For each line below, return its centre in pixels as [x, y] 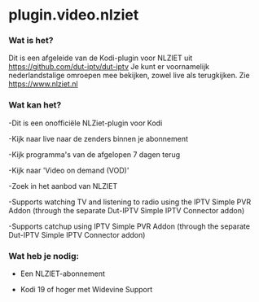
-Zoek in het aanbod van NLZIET [63, 186]
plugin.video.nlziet [74, 15]
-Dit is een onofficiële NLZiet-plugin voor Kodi [86, 123]
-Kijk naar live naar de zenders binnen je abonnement [99, 138]
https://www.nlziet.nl [44, 84]
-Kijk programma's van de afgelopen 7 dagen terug [94, 154]
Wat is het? [31, 41]
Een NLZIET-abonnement [63, 274]
